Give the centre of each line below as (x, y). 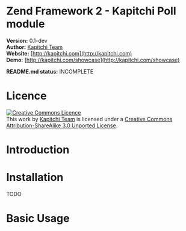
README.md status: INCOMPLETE (50, 71)
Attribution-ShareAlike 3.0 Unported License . (62, 125)
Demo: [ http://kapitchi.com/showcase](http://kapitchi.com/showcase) (93, 60)
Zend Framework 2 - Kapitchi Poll (91, 11)
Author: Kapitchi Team (35, 47)
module (26, 24)
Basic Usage (38, 219)
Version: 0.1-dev (27, 40)
